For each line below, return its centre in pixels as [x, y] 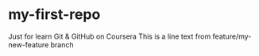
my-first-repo [54, 15]
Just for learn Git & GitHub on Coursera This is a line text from [110, 36]
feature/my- [232, 36]
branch [62, 44]
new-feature [29, 44]
